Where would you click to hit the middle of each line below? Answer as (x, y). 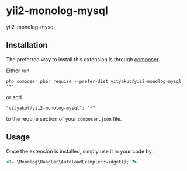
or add (14, 97)
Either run (18, 71)
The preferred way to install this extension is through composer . (83, 59)
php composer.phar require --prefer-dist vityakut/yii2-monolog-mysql (94, 81)
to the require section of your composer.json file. (64, 118)
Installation (27, 45)
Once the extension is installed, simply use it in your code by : (80, 151)
